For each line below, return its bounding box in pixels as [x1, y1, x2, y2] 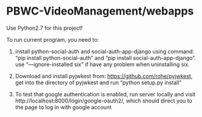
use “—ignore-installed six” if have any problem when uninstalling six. [15, 61, 190, 68]
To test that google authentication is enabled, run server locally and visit [15, 90, 196, 98]
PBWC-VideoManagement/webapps [6, 4, 194, 18]
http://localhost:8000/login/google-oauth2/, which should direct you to [15, 97, 192, 104]
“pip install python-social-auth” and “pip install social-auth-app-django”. [15, 54, 196, 61]
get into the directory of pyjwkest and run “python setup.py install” [15, 79, 182, 86]
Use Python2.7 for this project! [6, 24, 83, 32]
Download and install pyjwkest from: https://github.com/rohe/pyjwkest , [15, 72, 193, 79]
